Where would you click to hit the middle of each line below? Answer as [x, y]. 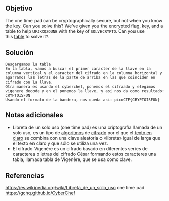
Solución [20, 53]
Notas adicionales [34, 115]
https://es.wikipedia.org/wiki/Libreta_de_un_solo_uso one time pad [75, 188]
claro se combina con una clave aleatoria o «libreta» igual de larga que [87, 138]
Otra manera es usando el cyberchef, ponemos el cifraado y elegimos [80, 86]
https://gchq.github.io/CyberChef [40, 193]
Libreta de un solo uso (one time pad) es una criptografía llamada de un [87, 127]
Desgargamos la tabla [28, 64]
